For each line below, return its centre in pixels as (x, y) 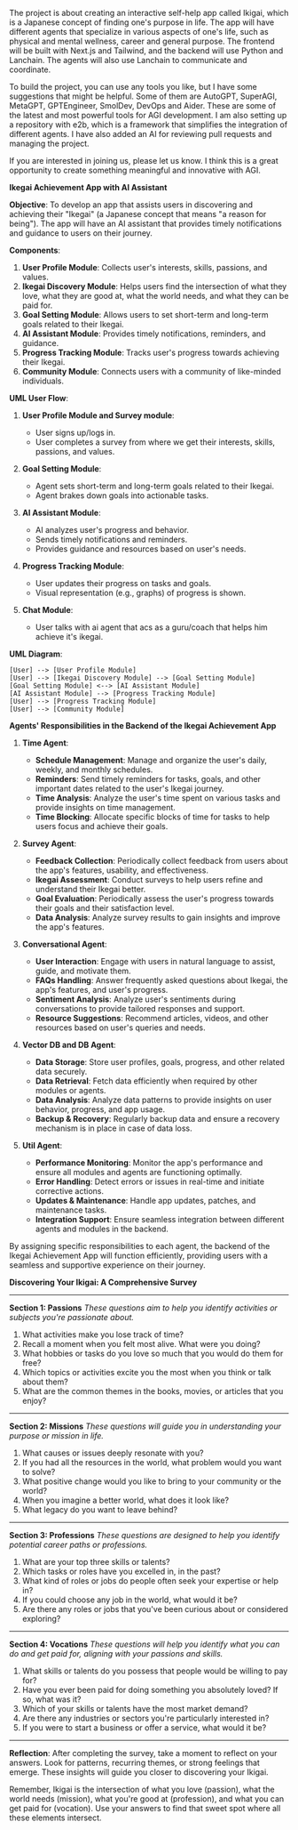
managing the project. (50, 143)
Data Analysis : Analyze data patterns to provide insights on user (153, 1100)
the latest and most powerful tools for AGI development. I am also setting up (148, 115)
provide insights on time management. (105, 807)
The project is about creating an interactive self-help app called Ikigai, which (149, 13)
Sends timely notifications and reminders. (111, 539)
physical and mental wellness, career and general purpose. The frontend (142, 41)
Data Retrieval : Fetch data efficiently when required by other (146, 1081)
